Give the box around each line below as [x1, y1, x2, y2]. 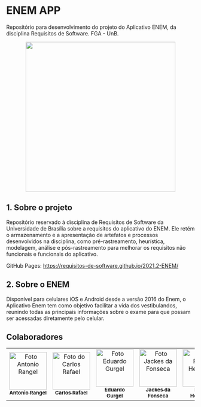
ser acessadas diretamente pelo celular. [6, 315, 105, 322]
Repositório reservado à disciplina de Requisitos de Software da [6, 219, 164, 226]
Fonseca [147, 393, 169, 399]
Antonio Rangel [9, 390, 47, 396]
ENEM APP [6, 4, 61, 17]
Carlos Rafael [54, 390, 88, 396]
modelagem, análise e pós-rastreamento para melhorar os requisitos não [6, 244, 186, 251]
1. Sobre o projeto [6, 202, 73, 213]
